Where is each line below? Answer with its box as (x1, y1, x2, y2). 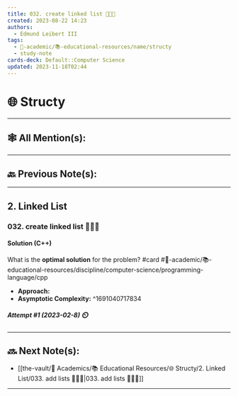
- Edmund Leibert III (13, 30, 78, 38)
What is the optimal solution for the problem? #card (7, 255, 159, 263)
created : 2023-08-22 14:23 (7, 17, 87, 24)
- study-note (13, 50, 52, 57)
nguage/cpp (7, 273, 48, 281)
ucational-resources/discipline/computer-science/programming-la (7, 265, 204, 274)
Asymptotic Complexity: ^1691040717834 (17, 294, 142, 302)
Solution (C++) (7, 239, 52, 248)
